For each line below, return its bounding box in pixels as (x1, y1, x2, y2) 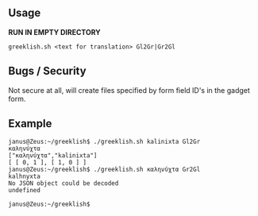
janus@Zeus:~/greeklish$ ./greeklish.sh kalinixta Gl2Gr (8, 138, 201, 146)
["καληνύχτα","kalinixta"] (8, 152, 98, 160)
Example (8, 117, 52, 130)
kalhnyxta (8, 172, 41, 181)
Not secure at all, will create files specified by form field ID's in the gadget (8, 85, 250, 94)
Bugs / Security (8, 64, 87, 78)
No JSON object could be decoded (8, 179, 119, 187)
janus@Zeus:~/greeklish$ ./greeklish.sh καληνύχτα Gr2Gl (8, 166, 201, 174)
